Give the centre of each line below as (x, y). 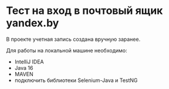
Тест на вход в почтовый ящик (84, 11)
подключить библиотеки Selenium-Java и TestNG (76, 80)
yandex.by (33, 23)
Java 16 (24, 67)
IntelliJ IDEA (29, 62)
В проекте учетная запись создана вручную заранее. (73, 39)
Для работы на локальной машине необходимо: (67, 50)
